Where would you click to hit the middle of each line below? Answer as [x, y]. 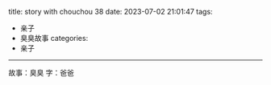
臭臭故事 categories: [54, 38]
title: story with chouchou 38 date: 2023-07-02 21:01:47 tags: [110, 12]
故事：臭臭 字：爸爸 [41, 73]
